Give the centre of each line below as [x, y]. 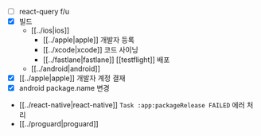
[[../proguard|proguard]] [58, 124]
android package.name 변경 [64, 88]
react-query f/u [44, 12]
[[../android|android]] [65, 69]
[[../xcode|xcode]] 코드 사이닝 [90, 50]
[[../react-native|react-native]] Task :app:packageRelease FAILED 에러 [132, 105]
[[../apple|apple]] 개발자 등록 [88, 40]
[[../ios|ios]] [50, 30]
